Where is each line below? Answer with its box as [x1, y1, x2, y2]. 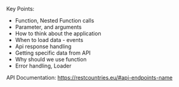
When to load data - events [15, 37, 84, 43]
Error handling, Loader [15, 62, 72, 69]
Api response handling [15, 43, 72, 50]
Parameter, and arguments [15, 24, 82, 30]
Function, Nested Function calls [15, 17, 95, 24]
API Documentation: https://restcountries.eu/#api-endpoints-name [6, 74, 173, 81]
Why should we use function [15, 56, 87, 63]
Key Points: [6, 5, 35, 12]
